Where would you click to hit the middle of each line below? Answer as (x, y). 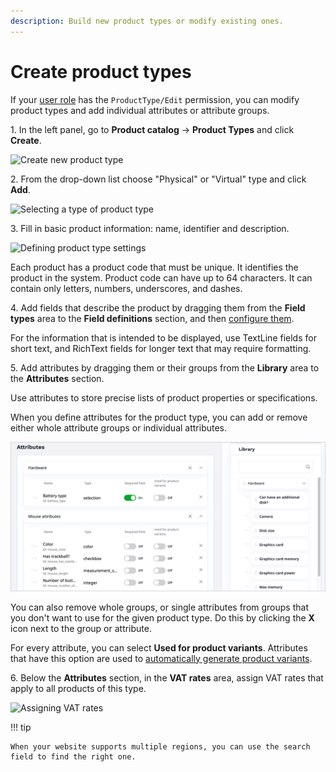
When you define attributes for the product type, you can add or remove (159, 417)
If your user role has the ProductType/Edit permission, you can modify (155, 99)
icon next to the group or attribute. (81, 628)
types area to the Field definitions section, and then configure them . (152, 318)
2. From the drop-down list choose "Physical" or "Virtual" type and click (158, 179)
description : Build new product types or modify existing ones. (147, 21)
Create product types (101, 71)
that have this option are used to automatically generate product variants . (161, 658)
